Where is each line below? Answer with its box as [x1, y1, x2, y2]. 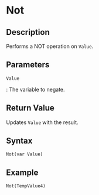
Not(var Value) [6, 151, 43, 157]
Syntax [6, 136, 33, 146]
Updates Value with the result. [6, 119, 78, 126]
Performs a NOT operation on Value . [6, 43, 94, 50]
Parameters [6, 60, 50, 70]
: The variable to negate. [6, 86, 66, 93]
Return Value [6, 103, 54, 113]
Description [6, 27, 50, 37]
